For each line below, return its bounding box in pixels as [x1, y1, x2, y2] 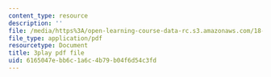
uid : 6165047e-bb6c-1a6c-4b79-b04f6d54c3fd [8, 57, 157, 65]
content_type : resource [8, 11, 89, 20]
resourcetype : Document [8, 42, 89, 50]
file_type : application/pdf [8, 34, 103, 43]
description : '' [8, 19, 63, 27]
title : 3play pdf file [8, 49, 85, 57]
